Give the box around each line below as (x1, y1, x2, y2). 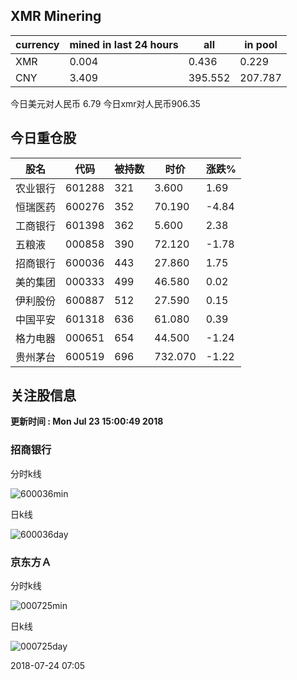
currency (15, 37, 60, 51)
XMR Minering (10, 8, 102, 25)
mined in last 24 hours (69, 37, 179, 51)
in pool (244, 37, 278, 51)
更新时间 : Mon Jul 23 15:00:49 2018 (10, 415, 164, 428)
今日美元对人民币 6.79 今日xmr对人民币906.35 (10, 97, 201, 109)
